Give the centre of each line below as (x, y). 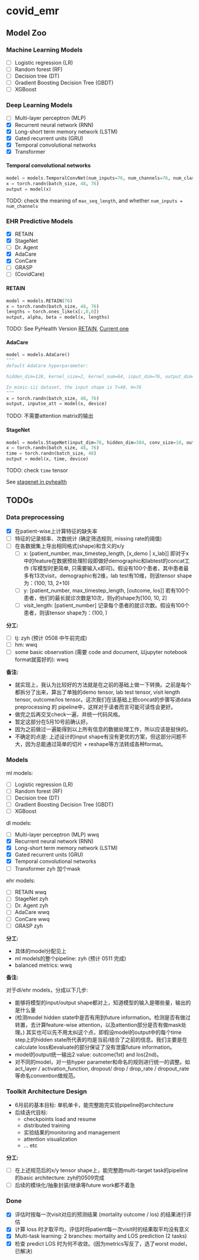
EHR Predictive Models (40, 221)
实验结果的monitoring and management (72, 1132)
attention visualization (50, 1139)
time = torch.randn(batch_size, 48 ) (51, 453)
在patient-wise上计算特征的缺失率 (56, 531)
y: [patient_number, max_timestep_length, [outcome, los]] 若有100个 (107, 590)
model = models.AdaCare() (38, 355)
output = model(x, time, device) (47, 459)
